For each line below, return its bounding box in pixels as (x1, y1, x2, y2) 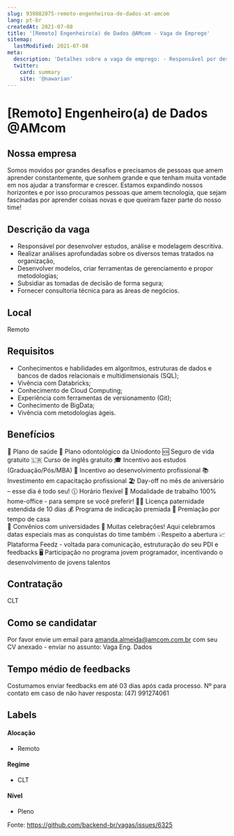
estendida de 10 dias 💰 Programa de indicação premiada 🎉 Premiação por (7, 505, 221, 513)
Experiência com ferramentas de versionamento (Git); (17, 394, 172, 402)
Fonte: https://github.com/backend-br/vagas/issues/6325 (7, 821, 173, 829)
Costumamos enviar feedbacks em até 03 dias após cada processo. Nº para (7, 682, 226, 690)
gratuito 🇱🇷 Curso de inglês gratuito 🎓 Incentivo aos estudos (7, 455, 187, 464)
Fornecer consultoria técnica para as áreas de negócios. (17, 287, 180, 295)
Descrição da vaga (7, 223, 91, 235)
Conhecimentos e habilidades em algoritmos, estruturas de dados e (17, 364, 212, 372)
